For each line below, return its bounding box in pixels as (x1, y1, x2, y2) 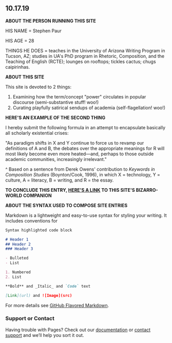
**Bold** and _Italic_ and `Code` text (5, 284, 91, 289)
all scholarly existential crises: (5, 130, 69, 136)
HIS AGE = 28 (5, 37, 34, 44)
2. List (5, 274, 22, 279)
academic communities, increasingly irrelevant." (5, 156, 107, 162)
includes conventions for (5, 217, 58, 224)
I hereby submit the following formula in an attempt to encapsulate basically (5, 124, 166, 130)
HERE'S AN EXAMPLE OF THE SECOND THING (5, 114, 106, 120)
